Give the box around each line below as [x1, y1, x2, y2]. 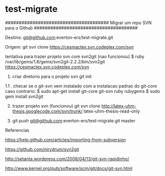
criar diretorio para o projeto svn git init [12, 73, 92, 79]
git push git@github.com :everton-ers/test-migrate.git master [12, 117, 135, 123]
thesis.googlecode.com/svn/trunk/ [12, 108, 83, 114]
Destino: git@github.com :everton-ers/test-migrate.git [5, 34, 113, 40]
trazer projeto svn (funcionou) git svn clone [12, 103, 100, 109]
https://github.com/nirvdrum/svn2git [5, 146, 79, 152]
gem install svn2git [5, 93, 43, 99]
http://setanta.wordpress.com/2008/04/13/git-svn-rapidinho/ [5, 156, 130, 162]
